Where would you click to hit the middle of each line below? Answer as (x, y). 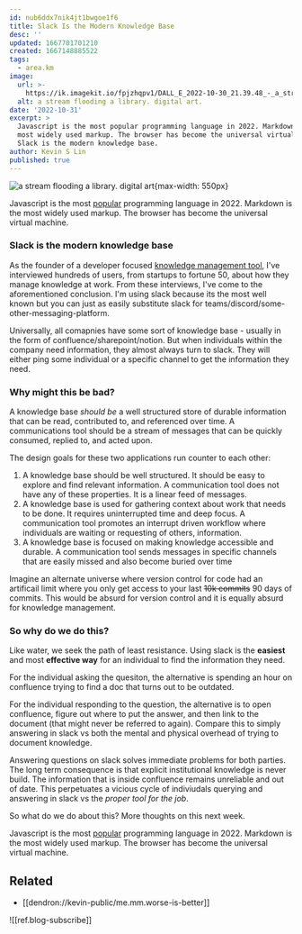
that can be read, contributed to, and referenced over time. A (122, 422)
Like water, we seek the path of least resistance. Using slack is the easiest (147, 650)
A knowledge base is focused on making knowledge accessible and (148, 542)
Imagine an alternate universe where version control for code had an (136, 579)
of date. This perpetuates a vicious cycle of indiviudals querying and (136, 789)
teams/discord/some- (245, 304)
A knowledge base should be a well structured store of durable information (148, 412)
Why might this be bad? (62, 392)
